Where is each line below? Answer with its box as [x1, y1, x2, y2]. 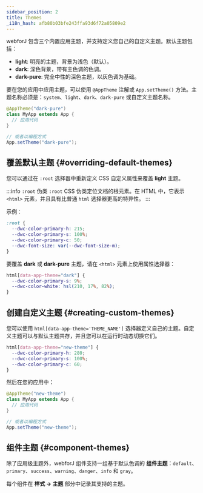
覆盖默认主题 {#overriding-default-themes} [6, 158, 173, 168]
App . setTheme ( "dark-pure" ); [6, 139, 78, 146]
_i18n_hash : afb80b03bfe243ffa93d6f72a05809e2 [6, 20, 126, 26]
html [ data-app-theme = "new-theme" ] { [6, 344, 99, 350]
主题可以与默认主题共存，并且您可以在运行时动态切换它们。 [11, 332, 161, 340]
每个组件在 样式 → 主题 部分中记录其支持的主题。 [6, 480, 128, 488]
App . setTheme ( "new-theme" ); [6, 424, 78, 431]
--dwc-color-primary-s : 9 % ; [12, 278, 83, 284]
